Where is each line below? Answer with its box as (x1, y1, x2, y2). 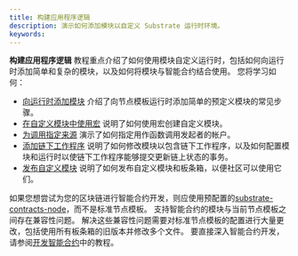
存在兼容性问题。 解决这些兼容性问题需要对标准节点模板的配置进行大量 (16, 215, 277, 226)
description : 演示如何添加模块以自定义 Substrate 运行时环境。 (9, 21, 224, 30)
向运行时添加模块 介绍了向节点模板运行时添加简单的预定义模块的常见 (21, 96, 274, 107)
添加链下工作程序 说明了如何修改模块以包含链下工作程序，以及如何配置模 (21, 140, 290, 151)
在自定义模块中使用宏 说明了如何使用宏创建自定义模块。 (21, 118, 228, 129)
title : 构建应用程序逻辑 (9, 12, 91, 22)
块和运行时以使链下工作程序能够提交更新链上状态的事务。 (21, 152, 233, 163)
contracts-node (9, 204, 67, 214)
